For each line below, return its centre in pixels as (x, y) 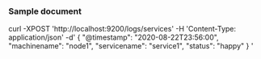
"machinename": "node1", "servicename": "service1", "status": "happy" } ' (131, 46)
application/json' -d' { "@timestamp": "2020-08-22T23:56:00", (114, 37)
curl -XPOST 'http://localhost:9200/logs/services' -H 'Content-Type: (122, 29)
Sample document (45, 11)
